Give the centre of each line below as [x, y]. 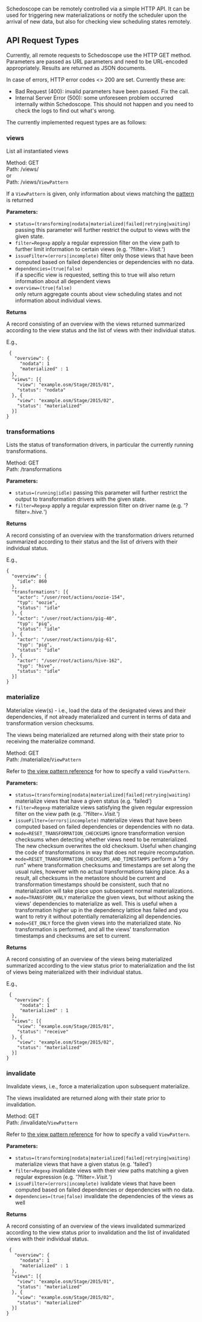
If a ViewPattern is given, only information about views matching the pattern [100, 194]
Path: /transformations [34, 469]
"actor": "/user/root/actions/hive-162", [70, 661]
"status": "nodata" [42, 390]
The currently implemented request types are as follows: [77, 122]
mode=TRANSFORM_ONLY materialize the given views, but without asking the [104, 897]
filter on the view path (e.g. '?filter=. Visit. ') [68, 813]
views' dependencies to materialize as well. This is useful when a [96, 903]
